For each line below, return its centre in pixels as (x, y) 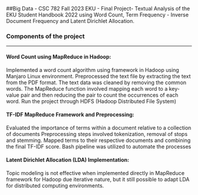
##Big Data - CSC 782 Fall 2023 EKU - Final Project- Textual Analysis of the (98, 9)
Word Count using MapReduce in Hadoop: (59, 57)
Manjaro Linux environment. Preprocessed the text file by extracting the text (98, 76)
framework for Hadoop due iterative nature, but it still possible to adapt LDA (98, 179)
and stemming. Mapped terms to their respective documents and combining (98, 140)
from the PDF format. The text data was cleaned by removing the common (96, 82)
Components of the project (46, 36)
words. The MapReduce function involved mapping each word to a (87, 88)
